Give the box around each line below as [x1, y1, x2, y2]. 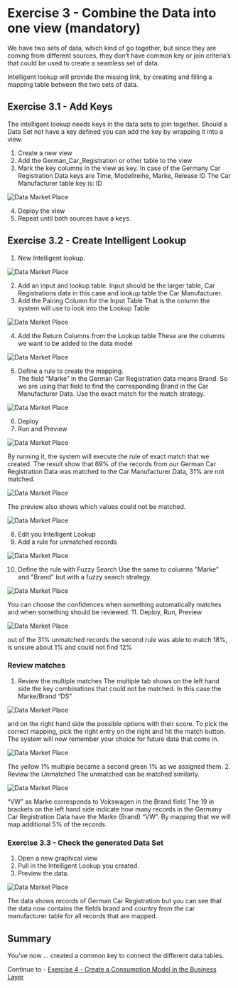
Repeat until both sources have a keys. [17, 214, 131, 222]
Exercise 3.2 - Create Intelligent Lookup [7, 235, 187, 247]
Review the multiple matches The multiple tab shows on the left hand [17, 676, 220, 685]
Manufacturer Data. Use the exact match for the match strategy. [17, 389, 205, 398]
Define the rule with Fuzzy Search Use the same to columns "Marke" [17, 564, 219, 574]
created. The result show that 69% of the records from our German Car [7, 459, 217, 468]
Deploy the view [17, 206, 65, 215]
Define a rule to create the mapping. [17, 367, 124, 375]
